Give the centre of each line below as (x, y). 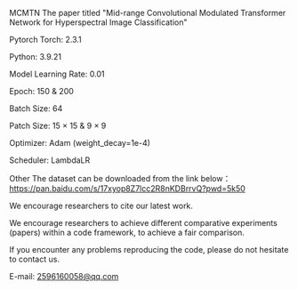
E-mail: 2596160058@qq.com (64, 276)
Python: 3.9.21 (36, 56)
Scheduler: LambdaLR (50, 160)
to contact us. (35, 259)
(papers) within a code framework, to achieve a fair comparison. (127, 232)
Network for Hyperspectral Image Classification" (99, 22)
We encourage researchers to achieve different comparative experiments (143, 223)
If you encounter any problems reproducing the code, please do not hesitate (149, 250)
